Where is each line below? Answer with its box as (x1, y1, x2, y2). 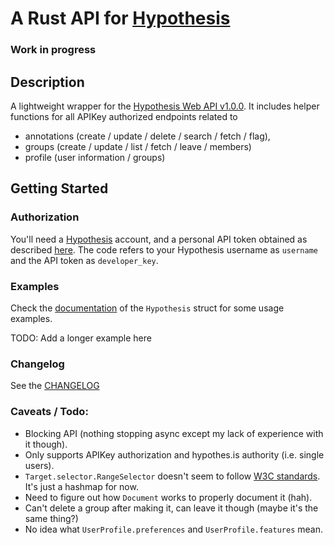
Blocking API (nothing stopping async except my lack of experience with (24, 427, 324, 439)
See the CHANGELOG (10, 380, 100, 392)
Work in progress (10, 43, 97, 57)
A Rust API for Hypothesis (10, 7, 231, 30)
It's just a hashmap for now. (24, 480, 139, 492)
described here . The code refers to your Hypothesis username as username (10, 243, 318, 256)
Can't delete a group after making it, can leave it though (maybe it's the (24, 502, 319, 514)
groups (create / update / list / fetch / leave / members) (24, 140, 252, 152)
